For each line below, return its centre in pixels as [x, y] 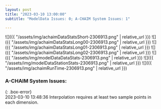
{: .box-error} [18, 92]
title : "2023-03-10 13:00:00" [36, 14]
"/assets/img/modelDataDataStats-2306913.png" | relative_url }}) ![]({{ [82, 58]
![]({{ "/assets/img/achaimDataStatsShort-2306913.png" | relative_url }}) [78, 37]
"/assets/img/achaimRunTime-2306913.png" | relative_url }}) [66, 68]
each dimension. [22, 102]
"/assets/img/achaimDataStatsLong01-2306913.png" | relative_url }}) [81, 48]
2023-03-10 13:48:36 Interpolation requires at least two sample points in [78, 97]
